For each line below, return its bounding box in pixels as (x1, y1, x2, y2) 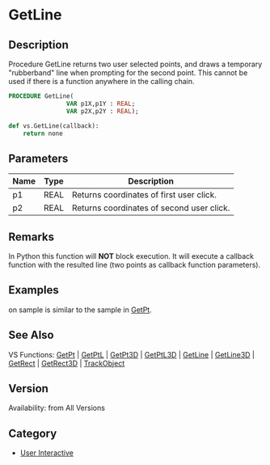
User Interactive (19, 448, 74, 458)
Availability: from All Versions (8, 403, 105, 413)
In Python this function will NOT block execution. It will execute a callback (8, 252, 255, 260)
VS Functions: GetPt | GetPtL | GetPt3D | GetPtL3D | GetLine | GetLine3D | (8, 349, 255, 359)
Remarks (8, 230, 55, 243)
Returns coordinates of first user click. (71, 189, 217, 201)
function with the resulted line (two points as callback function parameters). (8, 260, 261, 269)
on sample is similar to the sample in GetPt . (8, 305, 152, 315)
